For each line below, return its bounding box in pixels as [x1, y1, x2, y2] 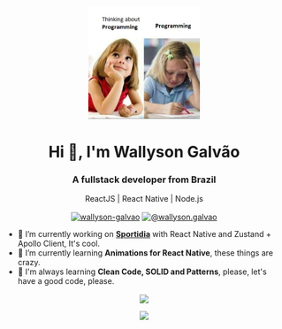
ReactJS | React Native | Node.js [85, 193, 203, 203]
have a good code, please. [17, 275, 115, 286]
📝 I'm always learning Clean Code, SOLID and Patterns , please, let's [17, 266, 267, 277]
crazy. [17, 256, 41, 267]
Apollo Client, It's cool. [17, 238, 100, 249]
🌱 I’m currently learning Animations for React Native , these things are [17, 247, 274, 258]
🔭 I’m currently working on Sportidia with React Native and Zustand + [17, 228, 271, 239]
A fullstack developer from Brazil [72, 173, 217, 186]
